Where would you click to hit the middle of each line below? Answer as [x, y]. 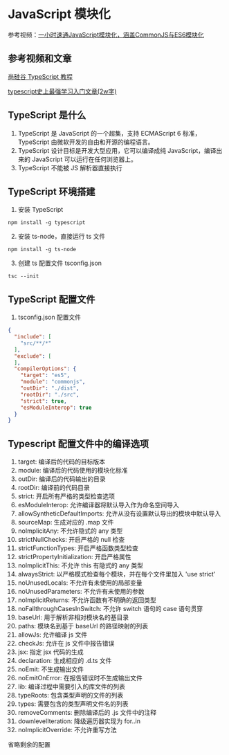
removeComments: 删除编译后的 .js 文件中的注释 [87, 713]
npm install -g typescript [47, 223]
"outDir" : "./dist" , [50, 388]
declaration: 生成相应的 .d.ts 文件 [65, 661]
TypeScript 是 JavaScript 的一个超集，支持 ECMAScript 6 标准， [109, 133]
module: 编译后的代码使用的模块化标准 [73, 471]
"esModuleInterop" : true [56, 408]
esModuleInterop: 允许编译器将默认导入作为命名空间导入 [98, 505]
